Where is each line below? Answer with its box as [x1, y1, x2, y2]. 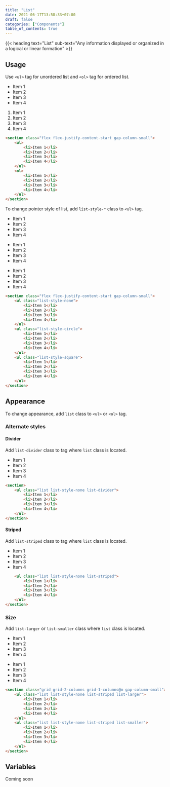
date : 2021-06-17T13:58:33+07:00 [5, 12, 76, 17]
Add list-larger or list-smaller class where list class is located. [5, 625, 146, 631]
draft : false [5, 17, 33, 22]
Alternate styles [5, 423, 46, 430]
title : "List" [5, 7, 35, 13]
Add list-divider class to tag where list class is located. [5, 447, 127, 453]
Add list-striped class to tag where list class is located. [5, 538, 127, 544]
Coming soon [5, 776, 33, 782]
